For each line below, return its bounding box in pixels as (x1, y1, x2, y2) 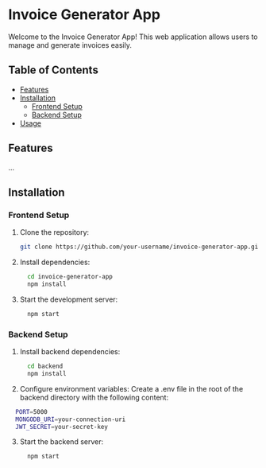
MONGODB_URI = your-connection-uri (15, 415, 126, 423)
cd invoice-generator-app (27, 273, 113, 281)
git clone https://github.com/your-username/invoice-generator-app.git (19, 243, 262, 252)
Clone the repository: (19, 228, 90, 237)
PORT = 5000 (15, 408, 48, 415)
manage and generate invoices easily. (8, 40, 133, 49)
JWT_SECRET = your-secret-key (15, 423, 109, 431)
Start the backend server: (19, 437, 104, 447)
